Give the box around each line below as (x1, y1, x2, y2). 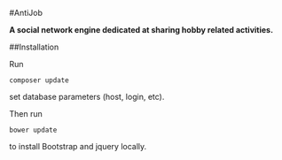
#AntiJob (9, 8, 43, 18)
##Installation (9, 42, 59, 52)
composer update (9, 76, 69, 85)
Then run (9, 109, 43, 118)
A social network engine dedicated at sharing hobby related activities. (9, 25, 273, 34)
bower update (9, 126, 58, 134)
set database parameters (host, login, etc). (9, 92, 165, 102)
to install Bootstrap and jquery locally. (9, 141, 147, 151)
